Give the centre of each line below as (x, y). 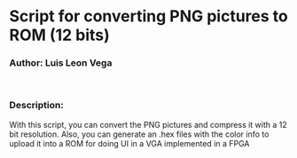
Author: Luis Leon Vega (61, 63)
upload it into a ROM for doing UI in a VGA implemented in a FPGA (129, 143)
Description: (36, 106)
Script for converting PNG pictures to (148, 16)
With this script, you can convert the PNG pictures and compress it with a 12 (148, 124)
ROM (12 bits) (60, 35)
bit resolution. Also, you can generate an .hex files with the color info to (139, 134)
